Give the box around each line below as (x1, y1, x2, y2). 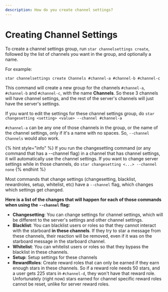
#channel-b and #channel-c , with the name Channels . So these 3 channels (5, 90, 158, 96)
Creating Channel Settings (5, 29, 118, 40)
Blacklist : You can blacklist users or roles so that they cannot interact (12, 222, 156, 228)
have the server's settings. (5, 101, 60, 107)
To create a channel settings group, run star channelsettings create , (5, 46, 150, 52)
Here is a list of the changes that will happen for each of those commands (5, 197, 162, 203)
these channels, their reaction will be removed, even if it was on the (12, 233, 152, 239)
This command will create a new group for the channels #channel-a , (5, 84, 145, 90)
